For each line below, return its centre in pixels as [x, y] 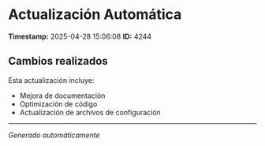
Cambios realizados [58, 61]
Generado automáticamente [54, 135]
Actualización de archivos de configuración [90, 112]
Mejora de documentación [62, 95]
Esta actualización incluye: [51, 80]
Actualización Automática [95, 15]
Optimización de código [58, 103]
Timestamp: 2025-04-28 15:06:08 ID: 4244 [80, 36]
